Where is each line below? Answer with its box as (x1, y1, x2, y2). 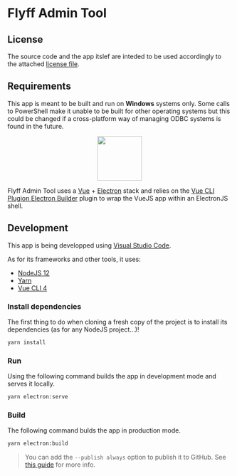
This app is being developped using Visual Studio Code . (7, 240, 172, 250)
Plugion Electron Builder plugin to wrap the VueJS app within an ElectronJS (7, 194, 228, 202)
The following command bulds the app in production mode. (7, 426, 181, 435)
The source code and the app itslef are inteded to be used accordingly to (7, 52, 222, 60)
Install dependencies (7, 301, 82, 311)
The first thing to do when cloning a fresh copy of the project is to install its (7, 317, 228, 326)
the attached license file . (7, 60, 80, 68)
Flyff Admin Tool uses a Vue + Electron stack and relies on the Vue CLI (7, 186, 215, 195)
